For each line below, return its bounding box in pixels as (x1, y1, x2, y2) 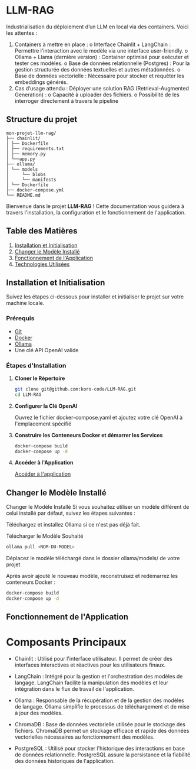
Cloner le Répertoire (14, 375, 65, 382)
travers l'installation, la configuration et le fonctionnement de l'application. (6, 209, 186, 216)
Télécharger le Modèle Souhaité (6, 532, 84, 540)
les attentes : (6, 29, 38, 36)
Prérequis (6, 314, 35, 323)
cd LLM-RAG (14, 391, 42, 398)
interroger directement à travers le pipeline (14, 97, 119, 104)
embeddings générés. (14, 78, 68, 86)
